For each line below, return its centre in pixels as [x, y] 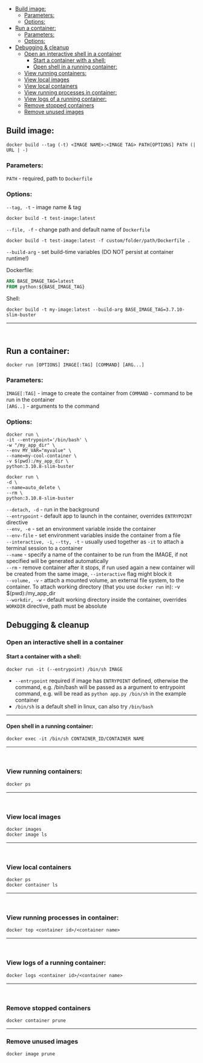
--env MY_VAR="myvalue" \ [39, 450]
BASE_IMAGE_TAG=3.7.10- [155, 310]
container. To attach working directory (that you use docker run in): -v [93, 587]
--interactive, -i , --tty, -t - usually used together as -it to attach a [95, 541]
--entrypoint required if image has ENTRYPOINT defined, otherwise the [101, 681]
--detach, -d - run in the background [53, 509]
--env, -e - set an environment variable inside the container [81, 528]
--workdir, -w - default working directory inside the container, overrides [97, 599]
